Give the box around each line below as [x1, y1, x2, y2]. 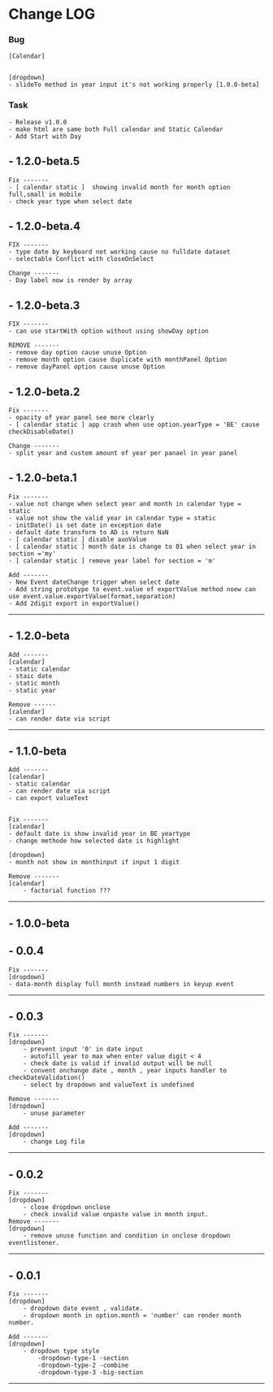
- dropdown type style [23, 1347, 100, 1355]
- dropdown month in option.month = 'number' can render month [23, 1312, 242, 1320]
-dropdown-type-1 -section [37, 1355, 129, 1363]
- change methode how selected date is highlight [8, 837, 180, 846]
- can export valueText [8, 794, 89, 803]
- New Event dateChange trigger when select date [8, 578, 180, 586]
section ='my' [8, 550, 57, 558]
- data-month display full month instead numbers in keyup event [8, 980, 234, 988]
